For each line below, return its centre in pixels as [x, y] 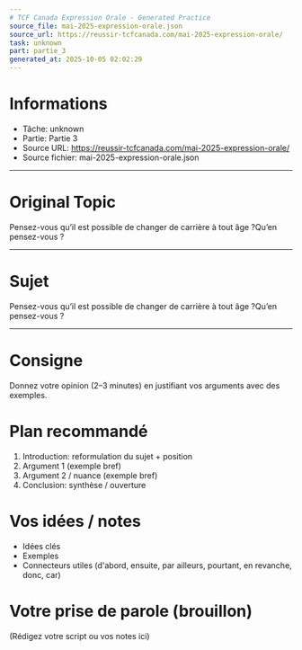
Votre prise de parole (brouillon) [131, 611]
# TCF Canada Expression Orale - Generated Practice [110, 18]
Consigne [46, 361]
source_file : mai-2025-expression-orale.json [96, 26]
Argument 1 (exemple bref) [71, 466]
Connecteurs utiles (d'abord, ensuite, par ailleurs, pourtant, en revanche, [157, 565]
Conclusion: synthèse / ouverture [84, 485]
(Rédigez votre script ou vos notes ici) [80, 636]
